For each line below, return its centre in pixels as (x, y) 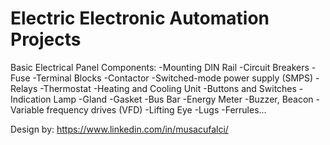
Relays (24, 88)
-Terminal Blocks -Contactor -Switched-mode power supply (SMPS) (173, 78)
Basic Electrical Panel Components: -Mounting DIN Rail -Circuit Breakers (160, 67)
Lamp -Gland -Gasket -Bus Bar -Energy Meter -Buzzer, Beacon (183, 99)
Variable (27, 109)
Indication (31, 99)
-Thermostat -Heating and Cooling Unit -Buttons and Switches (168, 88)
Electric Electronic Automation (140, 18)
